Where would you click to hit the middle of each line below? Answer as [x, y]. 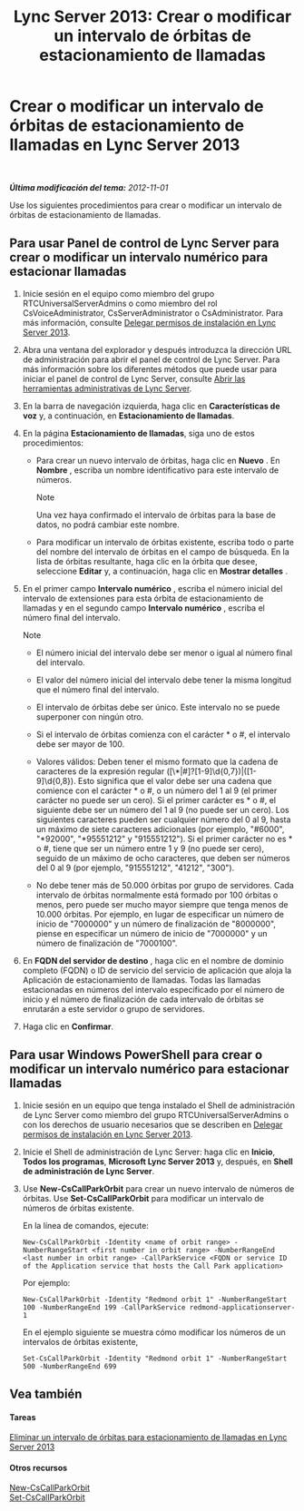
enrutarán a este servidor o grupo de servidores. [113, 1008]
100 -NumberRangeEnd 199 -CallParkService [104, 1307]
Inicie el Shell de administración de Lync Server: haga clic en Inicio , [148, 1152]
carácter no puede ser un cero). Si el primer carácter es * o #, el [156, 800]
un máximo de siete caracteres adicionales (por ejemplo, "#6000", [160, 829]
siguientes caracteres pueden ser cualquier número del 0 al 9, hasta [163, 819]
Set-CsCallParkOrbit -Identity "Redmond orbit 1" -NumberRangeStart [155, 1359]
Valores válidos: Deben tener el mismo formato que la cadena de [157, 761]
